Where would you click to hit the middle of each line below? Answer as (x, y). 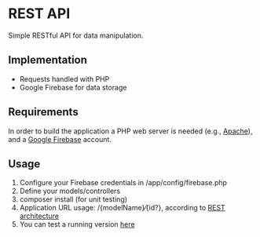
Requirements (43, 112)
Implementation (48, 60)
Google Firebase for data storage (73, 87)
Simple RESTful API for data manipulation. (76, 35)
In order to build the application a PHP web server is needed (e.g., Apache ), (130, 131)
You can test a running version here (77, 224)
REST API (39, 14)
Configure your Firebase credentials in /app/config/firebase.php (123, 183)
